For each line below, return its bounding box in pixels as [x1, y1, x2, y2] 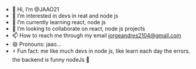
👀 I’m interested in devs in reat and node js [11, 12, 119, 19]
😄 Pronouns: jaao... [11, 41, 62, 48]
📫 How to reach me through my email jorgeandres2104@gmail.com [11, 32, 181, 39]
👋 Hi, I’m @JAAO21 [11, 6, 59, 13]
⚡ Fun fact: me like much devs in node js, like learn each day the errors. [11, 47, 191, 54]
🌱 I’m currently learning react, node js [11, 19, 106, 25]
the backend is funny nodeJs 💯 [11, 56, 90, 63]
